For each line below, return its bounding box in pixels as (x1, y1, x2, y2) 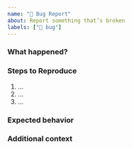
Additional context (7, 134, 73, 144)
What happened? (7, 47, 68, 57)
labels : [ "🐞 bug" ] (7, 23, 62, 31)
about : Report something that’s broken (7, 17, 126, 24)
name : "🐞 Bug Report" (7, 10, 72, 18)
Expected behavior (7, 115, 75, 125)
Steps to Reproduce (7, 66, 77, 76)
